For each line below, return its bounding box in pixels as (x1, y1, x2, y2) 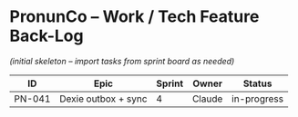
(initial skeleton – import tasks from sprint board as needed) (9, 55, 235, 66)
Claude (191, 93, 223, 105)
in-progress (231, 93, 284, 105)
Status (242, 77, 272, 90)
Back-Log (9, 25, 84, 46)
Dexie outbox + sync (58, 93, 148, 105)
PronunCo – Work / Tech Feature (9, 6, 260, 27)
